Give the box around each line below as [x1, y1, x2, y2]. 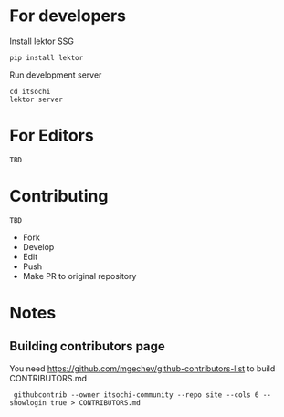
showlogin [9, 398, 47, 407]
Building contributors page [9, 339, 166, 354]
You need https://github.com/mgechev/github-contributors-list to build [9, 362, 276, 374]
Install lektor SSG [9, 36, 75, 47]
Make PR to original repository [22, 270, 137, 281]
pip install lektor [9, 53, 84, 62]
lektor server [9, 95, 64, 104]
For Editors [9, 125, 94, 146]
